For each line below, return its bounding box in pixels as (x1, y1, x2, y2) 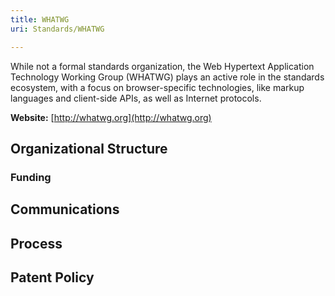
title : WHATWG (10, 14, 70, 25)
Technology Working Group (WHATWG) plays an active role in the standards (10, 71, 325, 83)
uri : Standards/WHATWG (10, 24, 105, 34)
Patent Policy (10, 269, 95, 286)
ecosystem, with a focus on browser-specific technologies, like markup (10, 81, 305, 93)
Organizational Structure (10, 140, 168, 157)
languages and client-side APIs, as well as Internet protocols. (10, 92, 262, 104)
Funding (10, 170, 52, 184)
